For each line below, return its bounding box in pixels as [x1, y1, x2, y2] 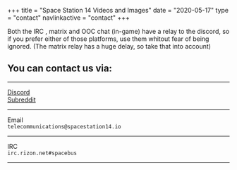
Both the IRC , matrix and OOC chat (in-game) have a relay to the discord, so [7, 28, 230, 35]
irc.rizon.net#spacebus [7, 150, 78, 157]
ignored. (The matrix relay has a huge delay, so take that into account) [7, 42, 212, 50]
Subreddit [7, 95, 37, 104]
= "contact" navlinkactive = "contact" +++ [7, 13, 130, 22]
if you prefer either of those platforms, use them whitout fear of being [7, 35, 209, 43]
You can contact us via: [7, 63, 113, 75]
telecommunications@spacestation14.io [7, 123, 121, 130]
